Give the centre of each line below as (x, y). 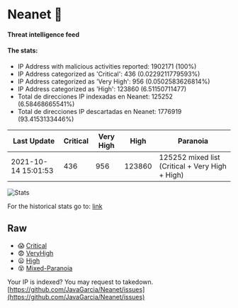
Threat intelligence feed (44, 34)
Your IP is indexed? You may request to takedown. (80, 282)
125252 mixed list (190, 157)
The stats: (23, 51)
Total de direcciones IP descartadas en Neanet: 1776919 (100, 111)
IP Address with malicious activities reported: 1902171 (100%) (107, 66)
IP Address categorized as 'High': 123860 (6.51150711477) (102, 89)
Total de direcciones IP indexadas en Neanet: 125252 (95, 96)
